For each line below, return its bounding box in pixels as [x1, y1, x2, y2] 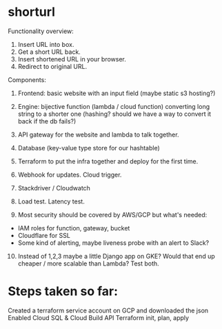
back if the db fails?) [17, 117, 77, 125]
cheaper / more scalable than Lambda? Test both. [17, 259, 159, 268]
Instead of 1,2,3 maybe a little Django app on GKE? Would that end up [17, 252, 216, 260]
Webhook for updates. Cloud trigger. [17, 170, 122, 179]
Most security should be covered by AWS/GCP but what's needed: [17, 210, 208, 219]
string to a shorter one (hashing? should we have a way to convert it [17, 110, 212, 118]
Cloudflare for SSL [17, 231, 71, 239]
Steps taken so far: [8, 283, 119, 299]
